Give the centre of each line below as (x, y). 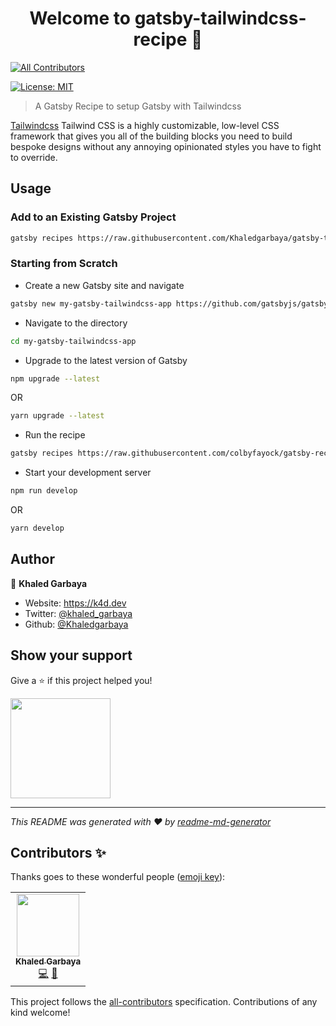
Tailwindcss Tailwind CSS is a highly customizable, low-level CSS (145, 125)
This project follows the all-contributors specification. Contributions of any (164, 1002)
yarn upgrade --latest (57, 416)
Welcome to (80, 18)
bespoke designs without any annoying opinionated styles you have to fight (166, 146)
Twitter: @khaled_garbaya (78, 613)
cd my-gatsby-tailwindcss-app (73, 341)
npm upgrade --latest (55, 378)
